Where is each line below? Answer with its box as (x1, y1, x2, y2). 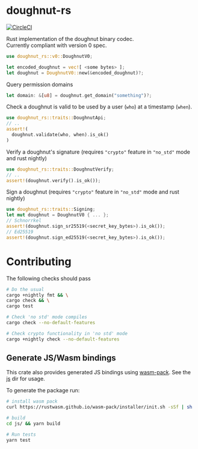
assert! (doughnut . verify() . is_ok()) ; (6, 177, 101, 184)
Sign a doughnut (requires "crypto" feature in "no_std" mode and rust (6, 188, 179, 196)
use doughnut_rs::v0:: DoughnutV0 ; (6, 53, 93, 59)
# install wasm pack (6, 398, 58, 404)
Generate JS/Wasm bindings (6, 353, 116, 363)
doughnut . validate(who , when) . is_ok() (11, 132, 110, 138)
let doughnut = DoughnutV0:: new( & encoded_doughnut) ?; (6, 70, 144, 76)
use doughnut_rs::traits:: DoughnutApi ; (6, 115, 107, 121)
